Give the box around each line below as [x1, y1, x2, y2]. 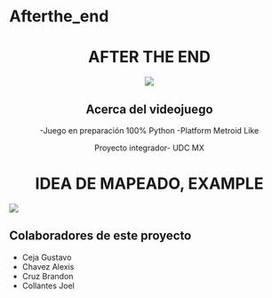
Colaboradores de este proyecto [9, 229, 192, 244]
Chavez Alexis [21, 261, 75, 272]
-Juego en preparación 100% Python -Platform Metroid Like [39, 125, 260, 135]
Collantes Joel [21, 280, 76, 291]
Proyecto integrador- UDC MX [94, 142, 204, 153]
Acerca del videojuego [85, 101, 213, 117]
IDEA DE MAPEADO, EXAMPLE [35, 173, 264, 194]
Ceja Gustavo [21, 252, 72, 262]
